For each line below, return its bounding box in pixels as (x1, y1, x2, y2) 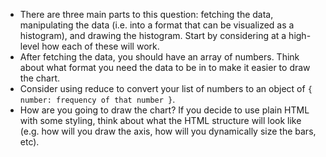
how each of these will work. (41, 40, 160, 52)
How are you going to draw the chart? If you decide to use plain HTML (19, 104, 310, 116)
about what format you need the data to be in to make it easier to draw (19, 62, 311, 73)
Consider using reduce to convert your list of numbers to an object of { (19, 83, 313, 94)
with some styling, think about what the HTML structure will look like (19, 115, 302, 126)
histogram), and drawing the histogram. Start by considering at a (19, 30, 287, 41)
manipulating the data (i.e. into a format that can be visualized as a (19, 19, 295, 31)
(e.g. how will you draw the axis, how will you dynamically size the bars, (19, 125, 317, 137)
